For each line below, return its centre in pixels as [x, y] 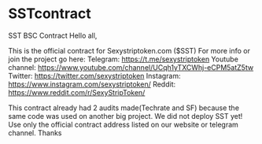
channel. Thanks [35, 133]
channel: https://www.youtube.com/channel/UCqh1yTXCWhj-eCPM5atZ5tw [131, 67]
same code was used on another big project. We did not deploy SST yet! [125, 116]
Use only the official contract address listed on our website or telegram [123, 124]
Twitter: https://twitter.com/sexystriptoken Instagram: [94, 76]
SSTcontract [50, 14]
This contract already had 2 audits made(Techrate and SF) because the [124, 108]
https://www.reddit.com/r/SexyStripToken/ [77, 92]
